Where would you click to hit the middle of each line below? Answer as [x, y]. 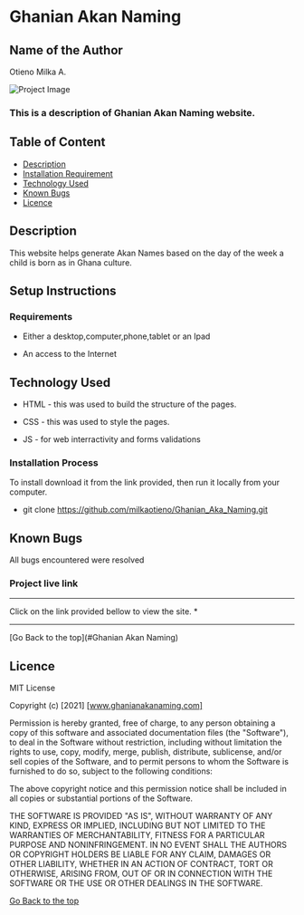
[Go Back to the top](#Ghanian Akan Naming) [94, 638]
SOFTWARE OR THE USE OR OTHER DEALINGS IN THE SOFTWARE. [136, 883]
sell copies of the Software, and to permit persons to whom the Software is [149, 762]
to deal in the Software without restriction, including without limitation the [146, 742]
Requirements [41, 316]
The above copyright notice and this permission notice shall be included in [148, 789]
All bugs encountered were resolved [77, 560]
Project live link [44, 583]
